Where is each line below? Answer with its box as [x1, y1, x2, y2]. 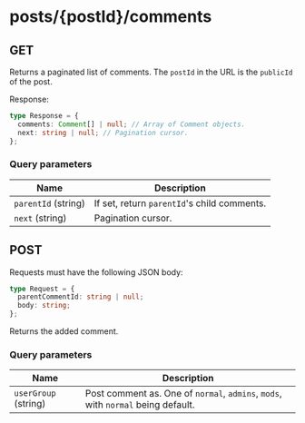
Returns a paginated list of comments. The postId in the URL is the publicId [9, 66, 293, 77]
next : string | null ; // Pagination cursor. [17, 128, 189, 137]
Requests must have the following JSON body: [9, 266, 183, 278]
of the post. [9, 76, 53, 87]
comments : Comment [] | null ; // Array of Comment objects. [17, 120, 246, 129]
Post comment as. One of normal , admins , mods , [84, 388, 282, 400]
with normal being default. [84, 398, 195, 411]
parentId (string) [14, 197, 86, 210]
